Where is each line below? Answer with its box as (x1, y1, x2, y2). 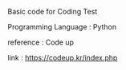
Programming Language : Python (7, 22, 117, 31)
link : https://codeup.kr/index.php (7, 53, 118, 62)
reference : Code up (7, 37, 74, 47)
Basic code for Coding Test (7, 7, 98, 16)
